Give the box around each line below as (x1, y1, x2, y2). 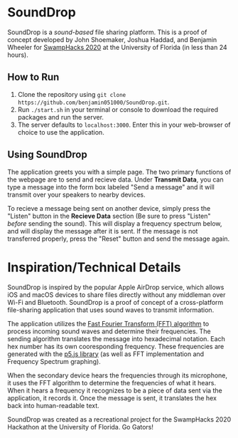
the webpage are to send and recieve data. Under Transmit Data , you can (7, 175, 224, 184)
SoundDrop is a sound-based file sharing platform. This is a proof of (7, 28, 207, 36)
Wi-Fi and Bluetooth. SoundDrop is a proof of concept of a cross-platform (7, 298, 224, 306)
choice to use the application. (17, 127, 104, 136)
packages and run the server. (17, 113, 104, 121)
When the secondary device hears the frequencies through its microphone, (7, 371, 228, 380)
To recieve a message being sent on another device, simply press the (7, 204, 211, 212)
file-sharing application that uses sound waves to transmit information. (7, 306, 215, 314)
